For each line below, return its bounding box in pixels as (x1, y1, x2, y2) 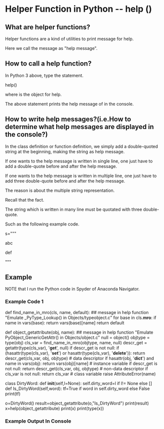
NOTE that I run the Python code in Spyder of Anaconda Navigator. (5, 286, 140, 292)
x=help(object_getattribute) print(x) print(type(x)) (5, 405, 104, 411)
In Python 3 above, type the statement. (5, 72, 84, 78)
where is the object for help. (5, 91, 62, 97)
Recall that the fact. (5, 197, 45, 203)
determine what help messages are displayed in (5, 123, 154, 131)
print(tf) (5, 390, 21, 397)
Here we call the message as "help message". (5, 45, 98, 51)
